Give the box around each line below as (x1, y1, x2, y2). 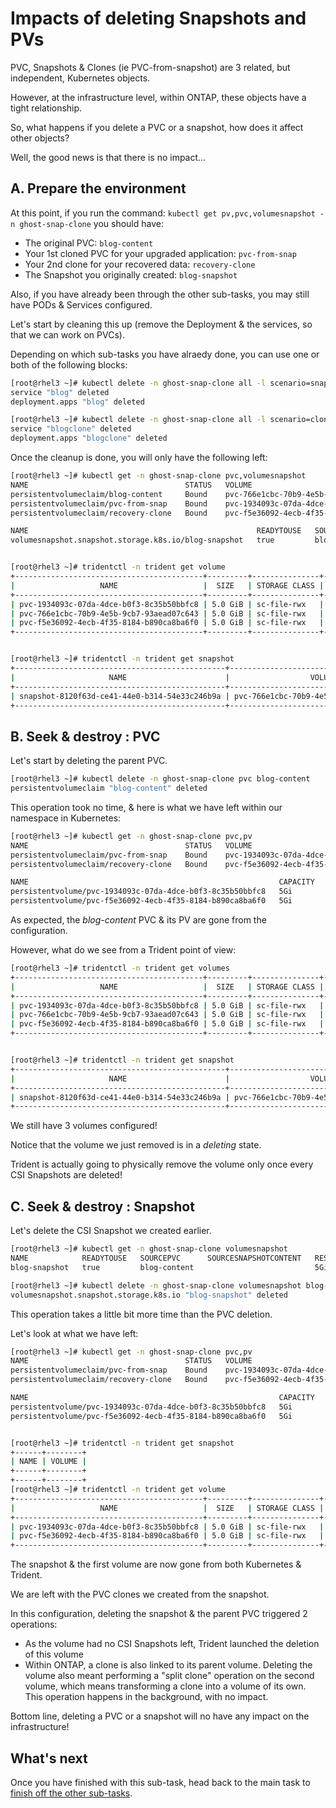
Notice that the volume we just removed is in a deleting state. (10, 1139, 262, 1151)
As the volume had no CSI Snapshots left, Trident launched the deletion (24, 1638, 320, 1650)
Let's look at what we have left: (10, 1327, 139, 1339)
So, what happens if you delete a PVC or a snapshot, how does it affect (10, 121, 304, 133)
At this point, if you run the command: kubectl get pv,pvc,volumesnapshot (10, 207, 316, 219)
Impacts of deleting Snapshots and (10, 7, 307, 30)
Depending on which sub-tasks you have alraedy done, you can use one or (10, 348, 320, 360)
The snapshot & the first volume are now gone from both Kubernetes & (10, 1558, 302, 1571)
